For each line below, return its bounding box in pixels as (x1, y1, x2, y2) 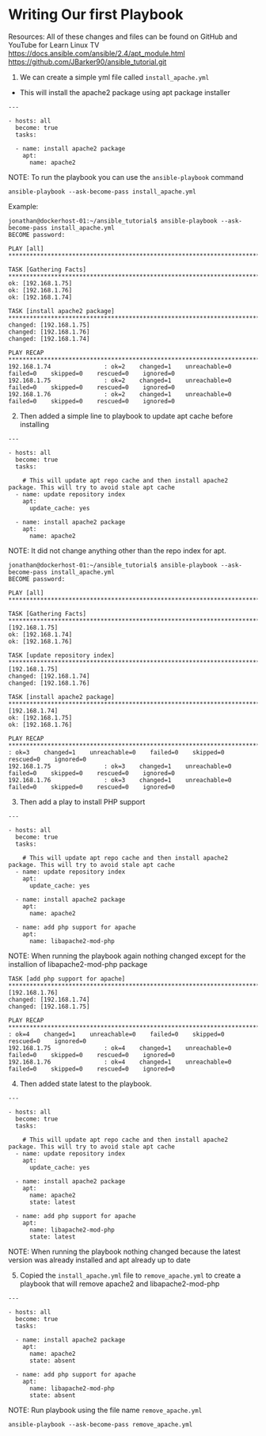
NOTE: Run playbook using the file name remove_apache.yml (8, 1405, 203, 1415)
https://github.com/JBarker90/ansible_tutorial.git (8, 57, 167, 67)
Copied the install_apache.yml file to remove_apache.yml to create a (19, 1270, 241, 1280)
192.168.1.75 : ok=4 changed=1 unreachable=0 (8, 1044, 232, 1052)
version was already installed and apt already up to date (8, 1255, 192, 1265)
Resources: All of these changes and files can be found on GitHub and (8, 32, 237, 41)
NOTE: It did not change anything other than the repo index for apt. (8, 545, 227, 556)
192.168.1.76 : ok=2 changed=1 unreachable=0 (8, 390, 232, 398)
